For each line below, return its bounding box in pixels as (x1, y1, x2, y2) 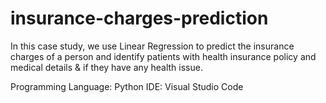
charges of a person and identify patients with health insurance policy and (10, 50, 317, 62)
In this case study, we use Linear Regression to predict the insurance (10, 40, 295, 52)
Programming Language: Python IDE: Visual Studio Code (10, 80, 244, 92)
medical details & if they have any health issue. (10, 61, 203, 73)
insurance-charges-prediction (10, 7, 269, 30)
